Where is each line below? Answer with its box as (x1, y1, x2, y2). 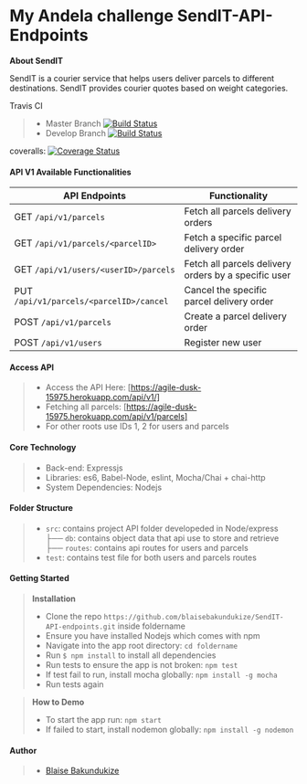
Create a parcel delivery (184, 310, 288, 323)
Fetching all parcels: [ (45, 401, 127, 412)
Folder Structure (9, 503, 73, 514)
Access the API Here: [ (45, 382, 132, 393)
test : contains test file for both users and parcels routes (45, 552, 258, 563)
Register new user (184, 336, 262, 349)
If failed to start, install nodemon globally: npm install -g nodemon (45, 724, 294, 735)
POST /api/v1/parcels (14, 316, 112, 329)
